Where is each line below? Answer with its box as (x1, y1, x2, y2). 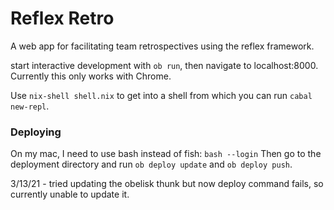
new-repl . (10, 100, 50, 112)
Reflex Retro (10, 7, 115, 30)
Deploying (10, 125, 62, 139)
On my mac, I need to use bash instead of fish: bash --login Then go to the (10, 148, 322, 160)
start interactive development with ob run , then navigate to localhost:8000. (10, 59, 319, 71)
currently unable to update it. (10, 188, 130, 201)
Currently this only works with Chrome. (10, 70, 172, 82)
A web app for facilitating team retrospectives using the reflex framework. (10, 40, 315, 52)
